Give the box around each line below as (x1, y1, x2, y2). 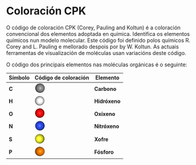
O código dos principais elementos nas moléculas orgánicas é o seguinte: (6, 61, 188, 68)
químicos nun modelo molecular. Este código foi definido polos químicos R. (6, 36, 191, 44)
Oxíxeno (94, 110, 116, 117)
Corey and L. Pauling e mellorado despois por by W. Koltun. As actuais (6, 43, 179, 50)
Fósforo (94, 148, 114, 155)
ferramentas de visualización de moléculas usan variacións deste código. (6, 49, 186, 56)
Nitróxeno (94, 123, 120, 130)
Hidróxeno (94, 97, 121, 105)
